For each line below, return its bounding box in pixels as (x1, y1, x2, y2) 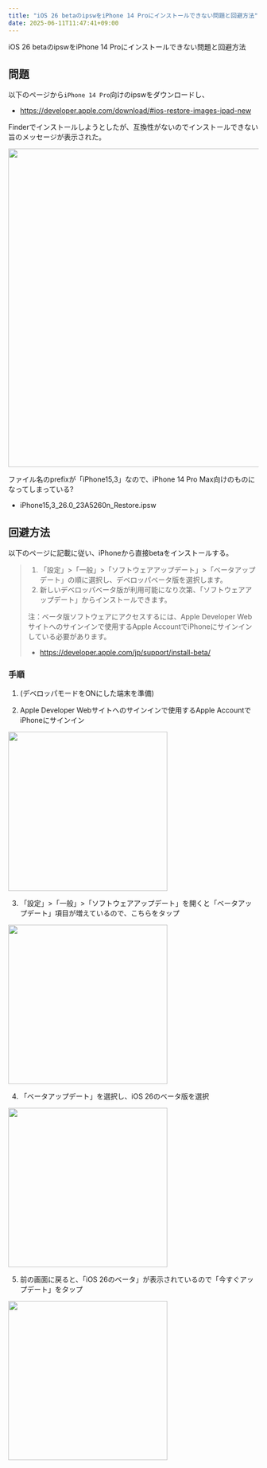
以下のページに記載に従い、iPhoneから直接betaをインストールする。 (8, 549, 234, 558)
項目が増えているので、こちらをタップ (54, 908, 180, 918)
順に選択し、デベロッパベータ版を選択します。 (74, 575, 228, 585)
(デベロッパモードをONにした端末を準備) (19, 689, 155, 698)
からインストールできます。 (81, 595, 172, 605)
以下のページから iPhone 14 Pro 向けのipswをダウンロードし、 (8, 90, 209, 100)
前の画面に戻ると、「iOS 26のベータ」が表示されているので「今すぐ (19, 1275, 241, 1284)
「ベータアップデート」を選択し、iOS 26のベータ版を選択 (19, 1091, 210, 1101)
